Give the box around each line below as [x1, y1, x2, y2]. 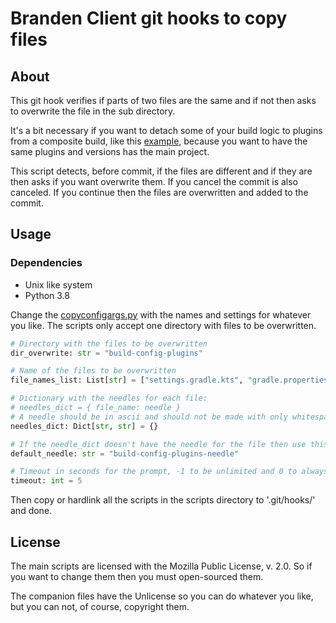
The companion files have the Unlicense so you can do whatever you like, [10, 590, 314, 602]
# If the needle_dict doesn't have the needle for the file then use [10, 439, 307, 449]
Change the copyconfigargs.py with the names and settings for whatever [10, 308, 312, 321]
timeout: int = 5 [10, 476, 83, 486]
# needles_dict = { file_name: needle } [10, 403, 182, 413]
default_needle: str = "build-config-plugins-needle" [10, 448, 240, 459]
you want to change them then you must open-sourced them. [10, 571, 264, 582]
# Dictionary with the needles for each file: [10, 393, 208, 404]
